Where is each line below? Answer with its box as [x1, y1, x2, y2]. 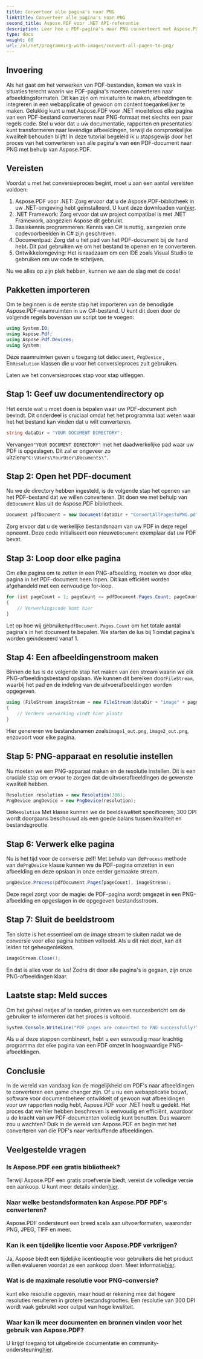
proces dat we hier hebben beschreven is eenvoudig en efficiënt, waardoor [6, 1107, 193, 1115]
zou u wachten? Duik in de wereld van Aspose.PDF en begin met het [6, 1121, 177, 1128]
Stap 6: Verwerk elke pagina [6, 839, 115, 849]
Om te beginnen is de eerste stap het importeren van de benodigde [6, 301, 174, 308]
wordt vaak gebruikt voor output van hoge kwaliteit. [6, 1303, 135, 1310]
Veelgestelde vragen [6, 1144, 86, 1155]
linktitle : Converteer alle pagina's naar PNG [6, 15, 126, 21]
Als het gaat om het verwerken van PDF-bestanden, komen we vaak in [6, 81, 182, 88]
